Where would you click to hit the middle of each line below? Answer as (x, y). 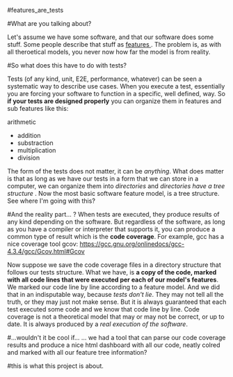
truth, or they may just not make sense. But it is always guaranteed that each (117, 302)
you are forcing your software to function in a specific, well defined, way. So (116, 94)
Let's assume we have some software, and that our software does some (111, 37)
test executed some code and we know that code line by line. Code (103, 309)
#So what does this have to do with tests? (67, 65)
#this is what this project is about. (56, 366)
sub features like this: (38, 108)
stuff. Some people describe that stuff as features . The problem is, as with (114, 44)
